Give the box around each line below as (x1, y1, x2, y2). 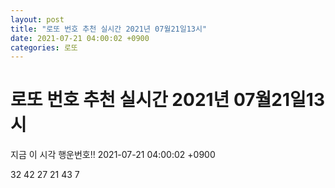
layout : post (10, 14, 65, 25)
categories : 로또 (10, 42, 78, 53)
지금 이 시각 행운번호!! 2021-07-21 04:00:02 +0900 (10, 149, 216, 161)
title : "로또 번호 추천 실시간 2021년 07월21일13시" (10, 24, 208, 34)
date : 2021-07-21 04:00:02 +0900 (10, 33, 150, 43)
